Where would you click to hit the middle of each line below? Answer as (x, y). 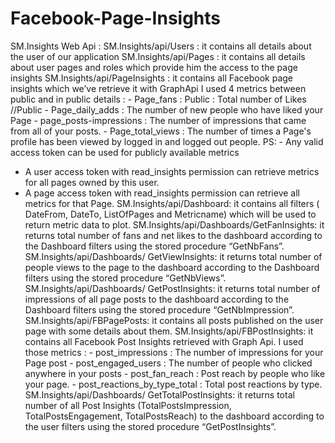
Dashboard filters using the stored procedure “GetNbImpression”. (159, 309)
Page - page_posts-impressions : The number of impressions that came (158, 120)
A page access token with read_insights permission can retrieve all (162, 193)
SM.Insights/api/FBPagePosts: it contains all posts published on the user (174, 320)
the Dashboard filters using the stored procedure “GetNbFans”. (154, 246)
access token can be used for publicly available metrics (125, 152)
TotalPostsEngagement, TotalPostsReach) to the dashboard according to (174, 416)
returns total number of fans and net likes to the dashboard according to (173, 235)
